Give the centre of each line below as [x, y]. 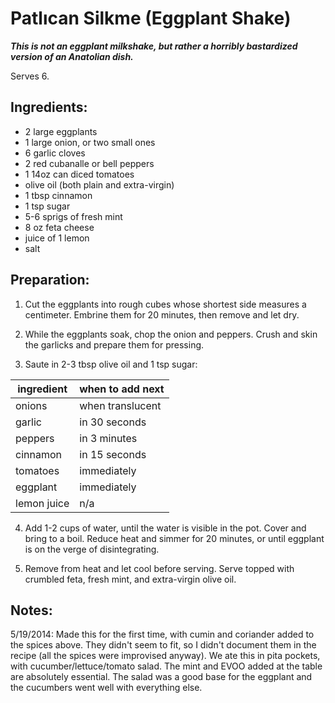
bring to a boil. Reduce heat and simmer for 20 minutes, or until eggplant [174, 538]
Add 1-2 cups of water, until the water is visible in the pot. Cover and [165, 528]
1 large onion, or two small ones [90, 142]
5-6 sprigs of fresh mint [73, 216]
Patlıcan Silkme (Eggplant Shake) [151, 18]
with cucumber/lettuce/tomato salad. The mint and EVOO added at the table [166, 666]
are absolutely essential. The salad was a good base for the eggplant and [161, 677]
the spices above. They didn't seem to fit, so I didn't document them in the [163, 645]
